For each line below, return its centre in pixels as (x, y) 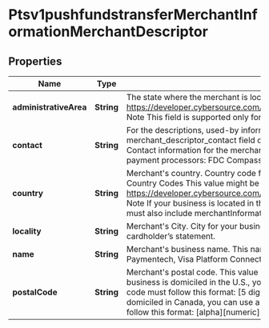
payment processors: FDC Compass (194, 160)
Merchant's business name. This (187, 249)
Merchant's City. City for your (182, 226)
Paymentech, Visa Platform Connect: (195, 259)
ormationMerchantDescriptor (108, 32)
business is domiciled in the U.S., (188, 282)
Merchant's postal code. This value (192, 272)
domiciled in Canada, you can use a (193, 302)
